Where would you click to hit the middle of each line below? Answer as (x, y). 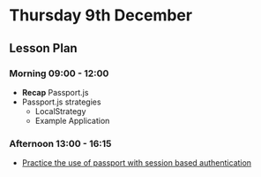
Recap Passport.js (55, 92)
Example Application (72, 120)
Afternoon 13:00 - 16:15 (60, 143)
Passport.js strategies (61, 102)
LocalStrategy (60, 111)
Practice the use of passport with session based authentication (137, 163)
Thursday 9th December (101, 15)
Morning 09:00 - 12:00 (59, 73)
